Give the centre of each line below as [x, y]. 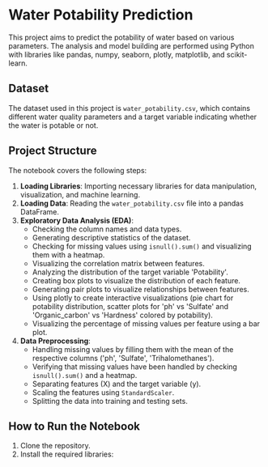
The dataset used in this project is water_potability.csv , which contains [130, 108]
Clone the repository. [55, 446]
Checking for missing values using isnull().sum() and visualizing [142, 246]
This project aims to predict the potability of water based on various [121, 37]
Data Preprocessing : [55, 341]
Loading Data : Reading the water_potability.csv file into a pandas [132, 203]
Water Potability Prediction [101, 15]
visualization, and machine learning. [80, 194]
